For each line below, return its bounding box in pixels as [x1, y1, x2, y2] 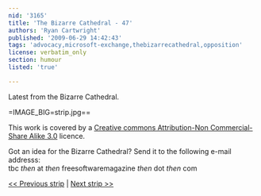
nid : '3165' [8, 11, 48, 20]
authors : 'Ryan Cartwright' [8, 26, 102, 34]
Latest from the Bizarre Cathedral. [8, 92, 120, 102]
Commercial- [209, 122, 253, 132]
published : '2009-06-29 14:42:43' [8, 33, 123, 42]
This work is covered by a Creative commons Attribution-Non [8, 122, 209, 132]
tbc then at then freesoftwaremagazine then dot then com [8, 163, 198, 173]
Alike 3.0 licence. [29, 131, 86, 140]
